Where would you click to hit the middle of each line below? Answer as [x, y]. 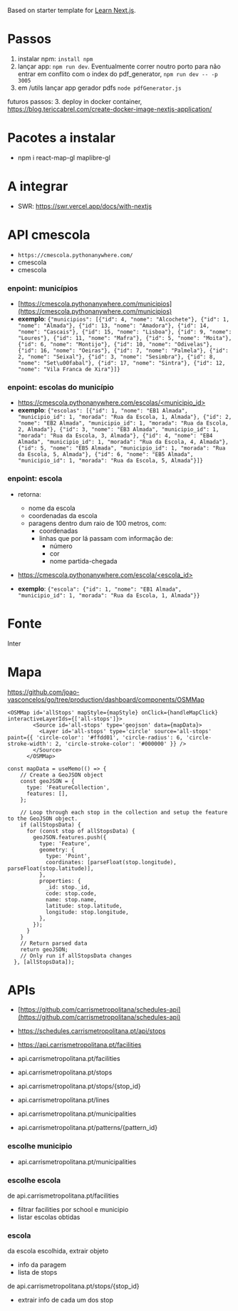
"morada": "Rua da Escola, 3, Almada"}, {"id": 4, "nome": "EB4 [115, 436]
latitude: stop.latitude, [84, 906]
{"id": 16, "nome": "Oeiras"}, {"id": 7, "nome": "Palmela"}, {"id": [123, 351]
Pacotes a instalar [62, 138]
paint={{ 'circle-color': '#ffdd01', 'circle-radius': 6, [95, 737]
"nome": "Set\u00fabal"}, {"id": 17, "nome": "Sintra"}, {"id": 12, [121, 363]
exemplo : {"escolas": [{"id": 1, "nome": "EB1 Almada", [103, 410]
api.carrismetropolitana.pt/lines [63, 1100]
